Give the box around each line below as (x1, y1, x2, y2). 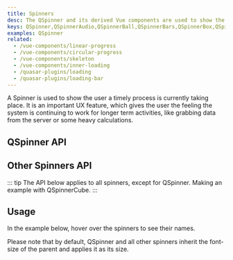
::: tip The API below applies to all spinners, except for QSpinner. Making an (7, 178, 223, 186)
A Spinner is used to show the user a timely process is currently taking (7, 94, 209, 102)
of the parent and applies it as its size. (20, 245, 130, 254)
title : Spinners (7, 10, 54, 17)
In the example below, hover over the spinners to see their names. (7, 224, 196, 233)
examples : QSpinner (7, 29, 64, 37)
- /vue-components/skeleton (13, 56, 95, 63)
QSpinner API (7, 136, 67, 148)
